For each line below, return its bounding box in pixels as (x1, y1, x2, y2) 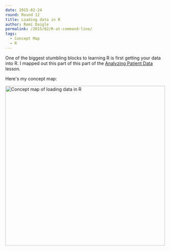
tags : (5, 31, 17, 36)
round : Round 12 (5, 12, 40, 17)
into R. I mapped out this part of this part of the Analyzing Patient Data (5, 60, 153, 66)
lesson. (5, 65, 21, 72)
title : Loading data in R (5, 17, 60, 22)
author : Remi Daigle (5, 21, 50, 27)
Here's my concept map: (5, 75, 57, 82)
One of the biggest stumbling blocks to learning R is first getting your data (5, 55, 161, 61)
